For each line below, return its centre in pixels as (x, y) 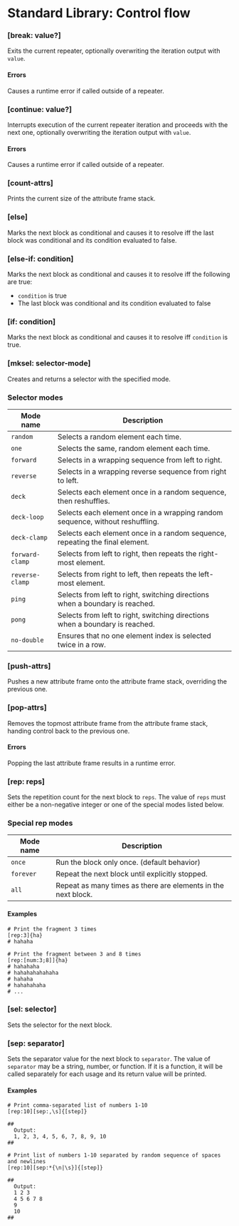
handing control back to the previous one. (69, 731)
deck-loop (27, 517)
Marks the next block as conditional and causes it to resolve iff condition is (118, 338)
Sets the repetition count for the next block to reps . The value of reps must (117, 797)
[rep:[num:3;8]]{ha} (38, 960)
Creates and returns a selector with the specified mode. (89, 379)
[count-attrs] (30, 183)
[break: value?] (34, 36)
